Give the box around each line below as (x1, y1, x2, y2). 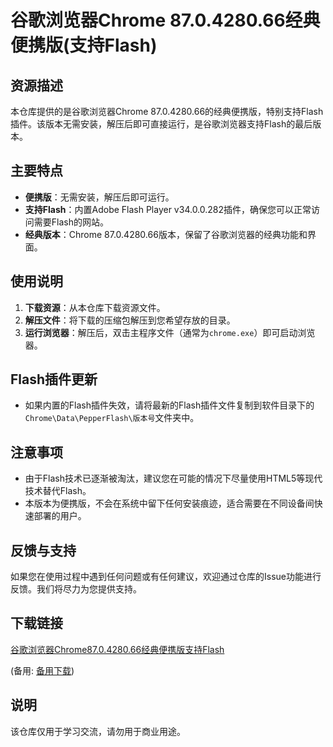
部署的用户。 (33, 510, 87, 522)
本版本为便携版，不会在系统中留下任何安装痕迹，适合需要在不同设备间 (24, 497, 315, 510)
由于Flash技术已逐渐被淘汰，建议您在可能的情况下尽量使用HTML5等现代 (24, 472, 323, 485)
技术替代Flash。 (24, 485, 92, 497)
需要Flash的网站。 (33, 216, 109, 228)
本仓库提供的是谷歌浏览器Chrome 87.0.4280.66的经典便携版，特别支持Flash (10, 106, 324, 117)
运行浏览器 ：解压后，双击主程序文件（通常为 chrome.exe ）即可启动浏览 (24, 326, 316, 338)
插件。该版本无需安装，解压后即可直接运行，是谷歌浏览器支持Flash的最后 (10, 118, 313, 130)
